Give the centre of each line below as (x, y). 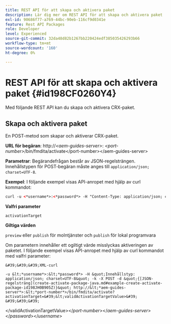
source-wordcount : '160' (32, 48)
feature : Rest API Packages (35, 24)
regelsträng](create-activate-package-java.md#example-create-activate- (84, 283)
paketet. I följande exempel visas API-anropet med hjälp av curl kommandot (84, 250)
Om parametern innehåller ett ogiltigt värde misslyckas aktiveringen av (79, 245)
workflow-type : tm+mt (28, 43)
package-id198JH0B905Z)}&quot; (38, 288)
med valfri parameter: (28, 256)
